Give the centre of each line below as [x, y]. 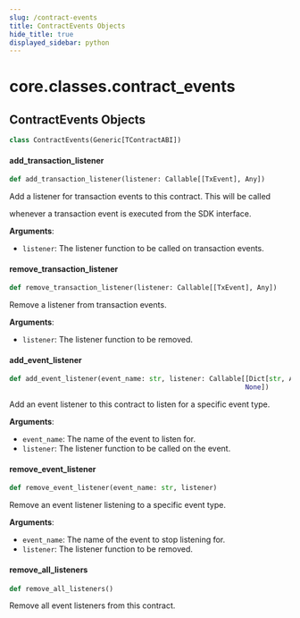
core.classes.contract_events [122, 87]
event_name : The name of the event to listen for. [109, 439]
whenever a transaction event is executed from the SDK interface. [130, 214]
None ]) [257, 387]
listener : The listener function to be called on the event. [126, 449]
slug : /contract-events [54, 17]
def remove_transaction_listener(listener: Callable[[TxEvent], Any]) [143, 288]
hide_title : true [42, 34]
